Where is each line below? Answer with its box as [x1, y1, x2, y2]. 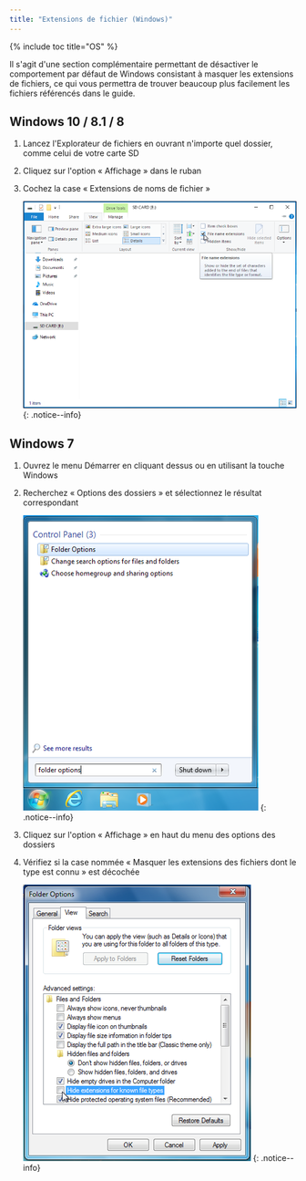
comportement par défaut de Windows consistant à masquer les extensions [9, 68, 294, 79]
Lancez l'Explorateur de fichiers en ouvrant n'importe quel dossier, [22, 138, 273, 150]
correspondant [22, 497, 79, 508]
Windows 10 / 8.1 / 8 [9, 114, 125, 129]
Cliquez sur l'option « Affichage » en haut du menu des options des [22, 830, 276, 841]
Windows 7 [9, 436, 75, 451]
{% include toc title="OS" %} [9, 41, 118, 52]
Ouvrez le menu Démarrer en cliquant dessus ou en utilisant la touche [22, 461, 285, 471]
